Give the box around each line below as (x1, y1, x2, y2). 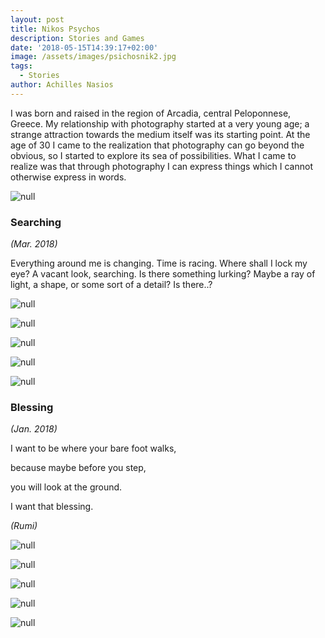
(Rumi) (10, 520, 38, 532)
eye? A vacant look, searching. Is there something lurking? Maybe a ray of (10, 268, 316, 280)
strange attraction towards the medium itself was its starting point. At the (10, 128, 311, 140)
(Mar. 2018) (10, 238, 58, 250)
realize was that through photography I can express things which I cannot (10, 160, 313, 172)
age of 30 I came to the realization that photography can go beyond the (10, 139, 305, 151)
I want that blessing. (10, 501, 94, 513)
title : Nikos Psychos (10, 24, 101, 34)
